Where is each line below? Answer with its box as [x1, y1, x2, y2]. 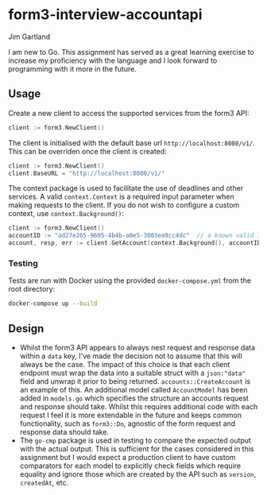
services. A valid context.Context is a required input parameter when [8, 192, 234, 202]
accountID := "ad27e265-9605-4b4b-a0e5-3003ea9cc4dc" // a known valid [8, 232, 254, 240]
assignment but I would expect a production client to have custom [19, 452, 236, 462]
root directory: [8, 284, 56, 294]
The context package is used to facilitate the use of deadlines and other [8, 184, 244, 193]
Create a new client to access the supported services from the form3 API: [8, 108, 250, 118]
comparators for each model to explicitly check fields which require [19, 461, 241, 470]
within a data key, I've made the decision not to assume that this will [19, 351, 242, 361]
